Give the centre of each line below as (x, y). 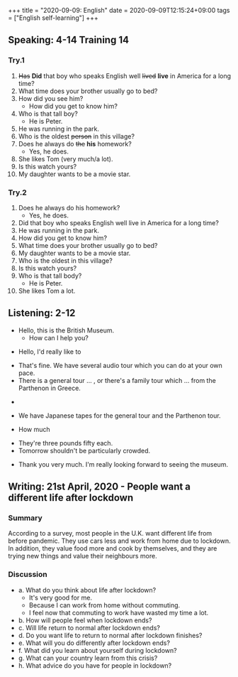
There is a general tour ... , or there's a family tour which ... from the (117, 380)
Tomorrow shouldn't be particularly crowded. (84, 450)
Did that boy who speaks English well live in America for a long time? (118, 222)
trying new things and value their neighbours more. (83, 556)
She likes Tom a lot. (47, 291)
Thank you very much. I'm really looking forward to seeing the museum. (123, 464)
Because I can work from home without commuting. (104, 605)
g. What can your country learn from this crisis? (88, 658)
